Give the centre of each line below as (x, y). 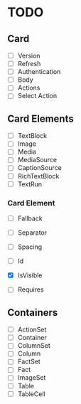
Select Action (37, 96)
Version (29, 55)
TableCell (31, 394)
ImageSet (32, 378)
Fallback (30, 218)
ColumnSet (34, 346)
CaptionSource (39, 168)
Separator (32, 233)
